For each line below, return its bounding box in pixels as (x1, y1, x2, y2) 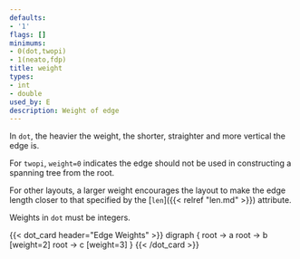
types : (9, 72, 34, 82)
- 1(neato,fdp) (9, 55, 67, 64)
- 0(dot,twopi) (9, 47, 67, 56)
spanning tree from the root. (9, 168, 115, 178)
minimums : (9, 38, 47, 48)
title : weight (9, 64, 63, 73)
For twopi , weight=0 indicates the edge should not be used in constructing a (9, 158, 292, 168)
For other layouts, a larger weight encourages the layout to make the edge (9, 185, 286, 196)
